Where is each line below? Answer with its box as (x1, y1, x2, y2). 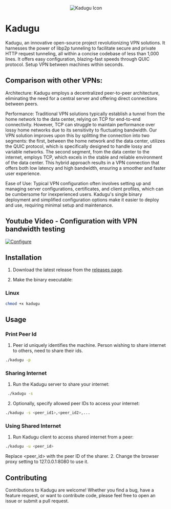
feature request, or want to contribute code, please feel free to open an (5, 493, 156, 499)
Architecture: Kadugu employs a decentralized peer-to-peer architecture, (5, 90, 160, 96)
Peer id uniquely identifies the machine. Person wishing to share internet (12, 342, 166, 348)
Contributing (5, 473, 47, 482)
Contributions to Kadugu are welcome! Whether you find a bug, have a (5, 487, 155, 493)
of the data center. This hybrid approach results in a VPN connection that (5, 159, 160, 166)
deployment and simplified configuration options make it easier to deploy (5, 196, 160, 203)
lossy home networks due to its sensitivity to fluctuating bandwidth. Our (5, 127, 157, 133)
